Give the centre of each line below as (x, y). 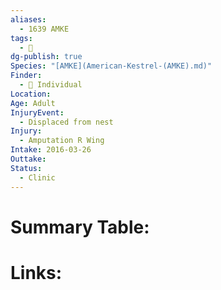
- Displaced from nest (66, 122)
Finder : (26, 76)
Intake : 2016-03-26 (51, 150)
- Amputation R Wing (62, 141)
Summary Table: (80, 227)
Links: (36, 272)
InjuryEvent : (37, 112)
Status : (26, 168)
